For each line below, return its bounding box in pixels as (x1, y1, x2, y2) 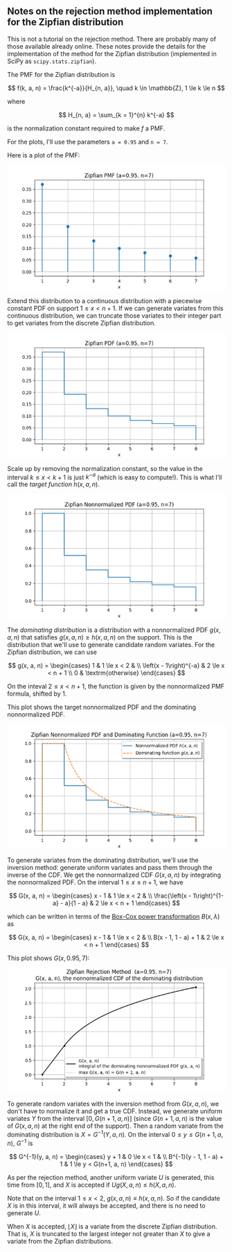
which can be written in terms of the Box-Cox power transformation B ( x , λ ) (7, 912, 220, 921)
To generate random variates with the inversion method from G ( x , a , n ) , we (7, 1099, 220, 1108)
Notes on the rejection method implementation (7, 6, 213, 17)
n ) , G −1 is (7, 1138, 33, 1147)
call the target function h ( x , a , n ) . (7, 480, 100, 488)
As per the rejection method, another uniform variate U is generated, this (7, 1173, 215, 1181)
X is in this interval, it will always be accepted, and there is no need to (7, 1201, 206, 1210)
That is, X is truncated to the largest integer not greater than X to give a (7, 1229, 211, 1237)
